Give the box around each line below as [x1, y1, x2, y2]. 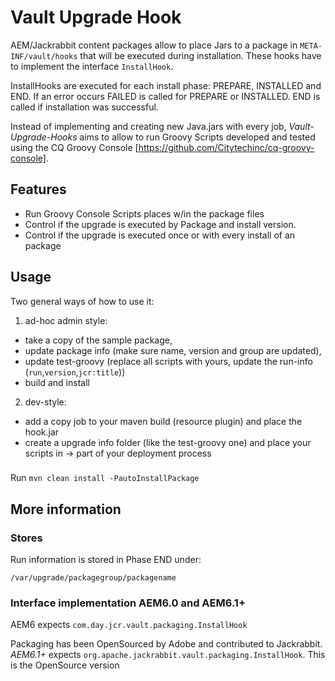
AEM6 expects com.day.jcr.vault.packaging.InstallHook [10, 619, 248, 631]
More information [10, 501, 122, 518]
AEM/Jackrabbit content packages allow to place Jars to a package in [10, 39, 298, 51]
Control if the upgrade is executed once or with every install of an [24, 229, 296, 241]
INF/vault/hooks [10, 51, 78, 61]
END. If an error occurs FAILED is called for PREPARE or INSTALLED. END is [10, 90, 321, 102]
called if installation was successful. [10, 101, 159, 113]
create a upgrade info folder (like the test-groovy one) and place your [24, 436, 312, 448]
